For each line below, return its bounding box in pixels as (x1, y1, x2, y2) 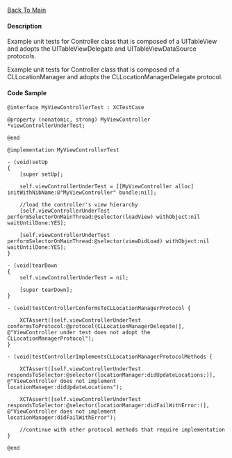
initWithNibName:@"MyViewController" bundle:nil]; (7, 189, 157, 197)
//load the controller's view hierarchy (19, 202, 138, 208)
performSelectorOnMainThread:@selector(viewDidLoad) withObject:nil (7, 238, 210, 245)
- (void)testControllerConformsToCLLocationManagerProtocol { (7, 305, 191, 312)
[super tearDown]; (19, 286, 73, 294)
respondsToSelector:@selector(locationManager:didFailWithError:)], (7, 402, 210, 409)
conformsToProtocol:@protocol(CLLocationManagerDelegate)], (7, 323, 185, 330)
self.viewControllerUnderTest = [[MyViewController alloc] (19, 183, 194, 190)
